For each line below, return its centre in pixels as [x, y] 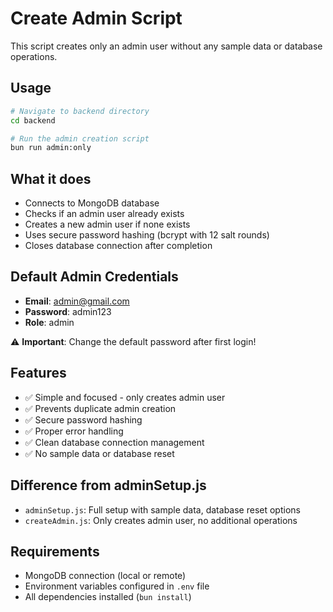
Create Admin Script [96, 18]
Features [38, 373]
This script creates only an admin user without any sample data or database [166, 46]
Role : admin [49, 322]
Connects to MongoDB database [92, 203]
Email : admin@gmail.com [77, 301]
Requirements [55, 551]
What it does [51, 178]
